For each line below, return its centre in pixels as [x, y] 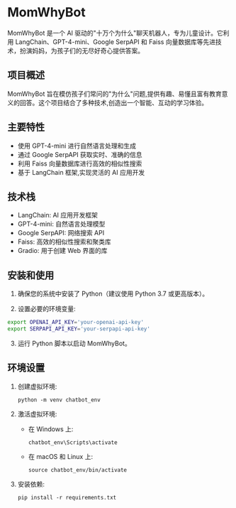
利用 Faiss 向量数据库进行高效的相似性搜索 [80, 163]
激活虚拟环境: [37, 414]
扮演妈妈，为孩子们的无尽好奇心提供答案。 [82, 50]
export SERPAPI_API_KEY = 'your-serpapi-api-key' [79, 329]
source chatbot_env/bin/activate [78, 470]
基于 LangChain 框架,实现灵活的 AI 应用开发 [81, 172]
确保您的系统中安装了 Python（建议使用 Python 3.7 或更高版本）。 [113, 294]
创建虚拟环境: [37, 386]
